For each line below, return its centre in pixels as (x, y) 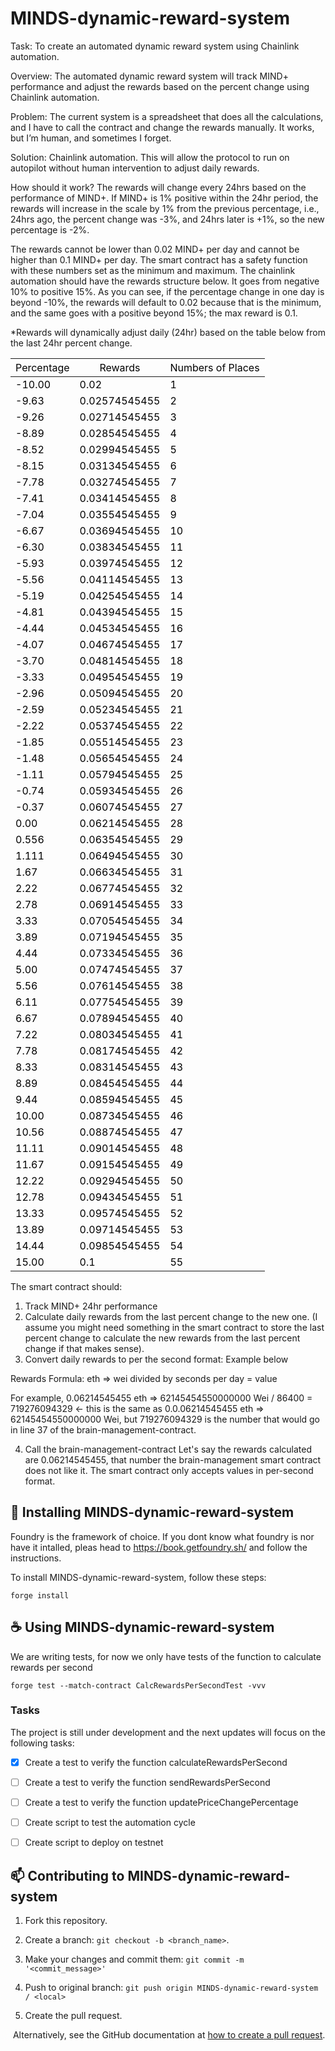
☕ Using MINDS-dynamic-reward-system (142, 1627)
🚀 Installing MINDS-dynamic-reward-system (152, 1512)
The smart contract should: (66, 1286)
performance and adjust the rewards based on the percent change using (160, 86)
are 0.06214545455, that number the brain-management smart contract (173, 1459)
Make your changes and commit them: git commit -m (134, 1959)
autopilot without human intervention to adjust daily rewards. (135, 168)
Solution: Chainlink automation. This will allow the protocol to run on (150, 157)
